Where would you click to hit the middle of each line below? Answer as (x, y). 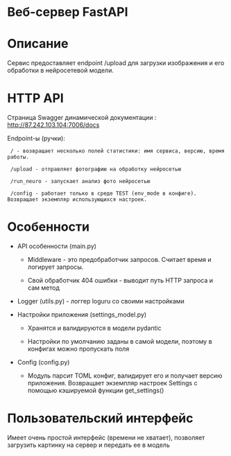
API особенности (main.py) (57, 246)
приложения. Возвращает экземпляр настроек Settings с (112, 383)
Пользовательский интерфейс (100, 418)
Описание (38, 44)
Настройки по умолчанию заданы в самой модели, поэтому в (120, 341)
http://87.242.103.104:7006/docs (53, 125)
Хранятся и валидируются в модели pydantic (94, 328)
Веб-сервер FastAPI (68, 12)
